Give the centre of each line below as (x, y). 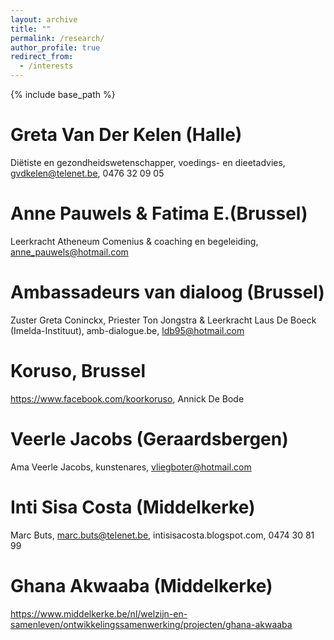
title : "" (31, 29)
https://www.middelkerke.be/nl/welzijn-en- (99, 613)
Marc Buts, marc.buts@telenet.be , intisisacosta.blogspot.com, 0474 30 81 (162, 535)
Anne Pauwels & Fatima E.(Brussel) (159, 213)
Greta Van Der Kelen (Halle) (126, 135)
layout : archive (44, 19)
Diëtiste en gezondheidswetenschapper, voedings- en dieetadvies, (148, 162)
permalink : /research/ (57, 38)
